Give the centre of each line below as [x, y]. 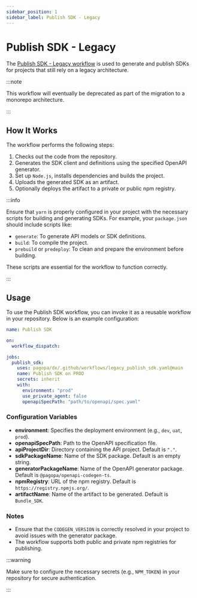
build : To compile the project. [51, 243]
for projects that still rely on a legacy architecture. [67, 70]
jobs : [13, 357]
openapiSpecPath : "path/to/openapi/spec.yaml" [81, 402]
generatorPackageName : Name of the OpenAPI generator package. [99, 468]
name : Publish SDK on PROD [51, 374]
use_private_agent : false [54, 396]
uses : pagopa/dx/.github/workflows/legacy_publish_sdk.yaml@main [100, 368]
